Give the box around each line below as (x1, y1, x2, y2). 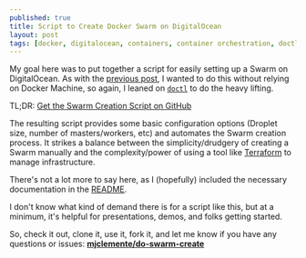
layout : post (9, 30, 59, 39)
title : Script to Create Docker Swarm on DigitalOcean (9, 22, 222, 31)
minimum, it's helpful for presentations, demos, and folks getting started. (9, 211, 282, 223)
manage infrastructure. (9, 156, 96, 168)
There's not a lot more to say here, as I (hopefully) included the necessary (9, 174, 288, 185)
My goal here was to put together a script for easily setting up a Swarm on (9, 64, 289, 74)
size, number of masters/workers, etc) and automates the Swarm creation (9, 128, 287, 139)
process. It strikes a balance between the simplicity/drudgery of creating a (9, 137, 290, 148)
